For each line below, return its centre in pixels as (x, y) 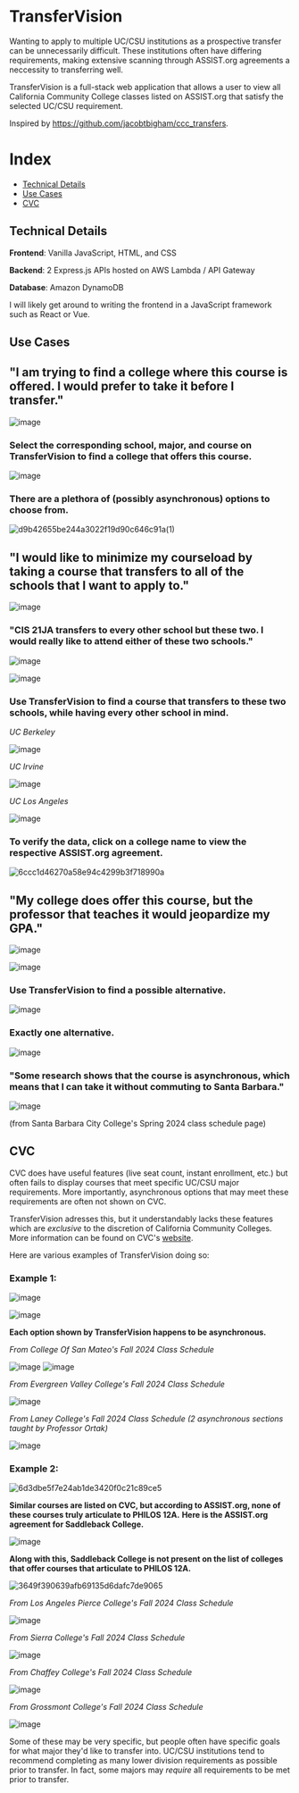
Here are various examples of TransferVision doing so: (109, 1255)
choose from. (39, 510)
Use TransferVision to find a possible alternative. (118, 990)
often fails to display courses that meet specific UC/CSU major (125, 1182)
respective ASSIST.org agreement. (86, 852)
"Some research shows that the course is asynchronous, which (149, 1076)
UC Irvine (27, 767)
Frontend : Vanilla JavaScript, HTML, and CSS (93, 253)
